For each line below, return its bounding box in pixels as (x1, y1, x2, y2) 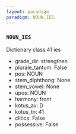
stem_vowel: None (14, 83, 60, 90)
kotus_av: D (14, 102, 43, 109)
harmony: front (14, 95, 52, 102)
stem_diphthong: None (14, 76, 71, 83)
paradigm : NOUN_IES (6, 14, 55, 20)
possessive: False (14, 120, 59, 128)
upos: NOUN (14, 89, 46, 96)
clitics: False (14, 114, 46, 121)
